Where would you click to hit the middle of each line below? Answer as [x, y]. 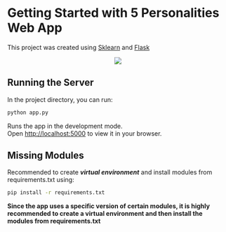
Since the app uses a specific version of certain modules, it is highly [109, 206]
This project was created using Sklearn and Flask [79, 47]
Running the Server [51, 83]
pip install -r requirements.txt [56, 193]
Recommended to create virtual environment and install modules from [110, 172]
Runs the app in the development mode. [65, 126]
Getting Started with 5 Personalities [113, 13]
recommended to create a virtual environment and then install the [105, 214]
